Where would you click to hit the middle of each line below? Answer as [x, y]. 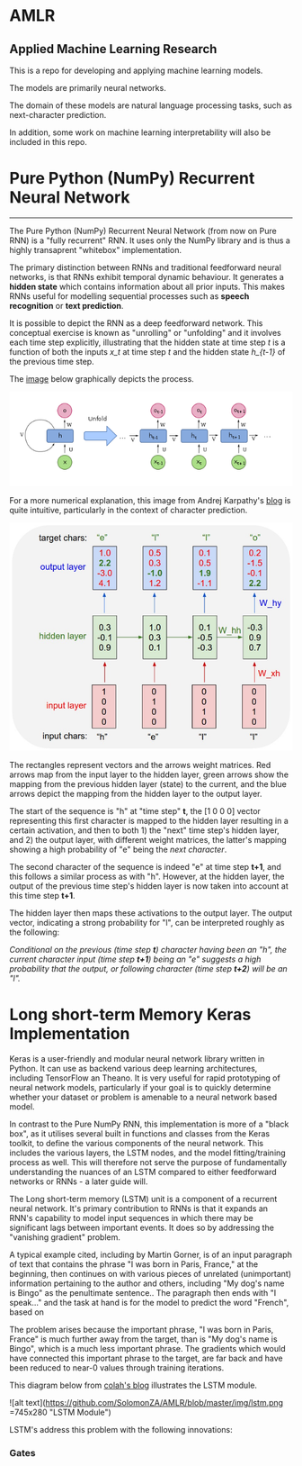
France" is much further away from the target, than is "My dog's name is [143, 1339]
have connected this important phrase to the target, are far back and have [146, 1358]
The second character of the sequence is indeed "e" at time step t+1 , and [145, 866]
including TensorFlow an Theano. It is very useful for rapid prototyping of [145, 1078]
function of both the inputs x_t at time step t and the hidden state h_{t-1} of [147, 351]
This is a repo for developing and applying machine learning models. [136, 70]
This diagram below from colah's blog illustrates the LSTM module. [133, 1385]
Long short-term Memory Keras [130, 1014]
